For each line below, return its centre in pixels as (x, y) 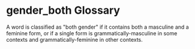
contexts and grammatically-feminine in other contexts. (74, 39)
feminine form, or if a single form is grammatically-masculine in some (92, 33)
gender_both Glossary (63, 10)
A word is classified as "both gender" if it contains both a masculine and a (97, 27)
